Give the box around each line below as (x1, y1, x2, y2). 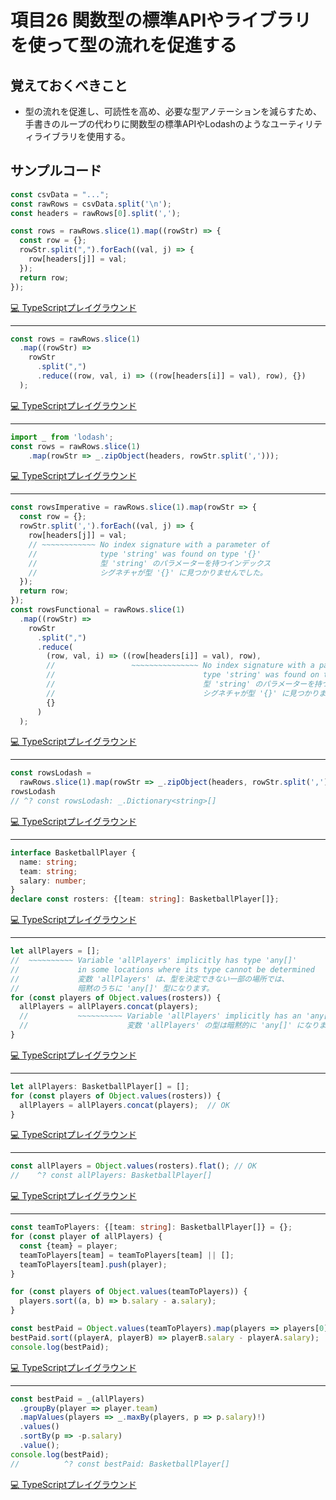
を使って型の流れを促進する (10, 34, 238, 57)
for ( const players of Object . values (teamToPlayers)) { (10, 1287, 248, 1297)
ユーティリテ (269, 118, 323, 130)
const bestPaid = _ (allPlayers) (10, 1394, 145, 1404)
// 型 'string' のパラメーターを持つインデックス (28, 558, 272, 568)
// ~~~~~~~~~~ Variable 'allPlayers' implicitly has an (19, 1011, 302, 1021)
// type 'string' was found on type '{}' (28, 549, 262, 559)
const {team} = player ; (19, 1241, 118, 1251)
